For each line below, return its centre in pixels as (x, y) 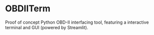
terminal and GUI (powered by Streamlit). (47, 27)
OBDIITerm (28, 9)
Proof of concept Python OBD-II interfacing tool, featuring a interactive (77, 22)
